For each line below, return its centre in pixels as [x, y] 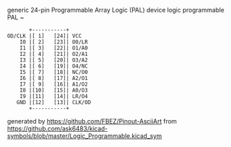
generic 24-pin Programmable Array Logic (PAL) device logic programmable [116, 10]
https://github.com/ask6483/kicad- [58, 128]
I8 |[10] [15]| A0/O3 [54, 90]
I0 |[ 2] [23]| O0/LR [54, 42]
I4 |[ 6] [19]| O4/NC [54, 66]
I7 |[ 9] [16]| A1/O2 [54, 84]
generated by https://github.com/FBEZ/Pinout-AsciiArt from [92, 121]
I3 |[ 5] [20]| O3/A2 [54, 60]
